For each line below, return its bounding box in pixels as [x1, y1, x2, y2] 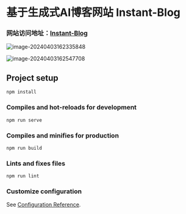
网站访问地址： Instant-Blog [6, 29, 88, 37]
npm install [6, 89, 37, 95]
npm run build [6, 145, 43, 151]
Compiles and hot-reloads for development [6, 103, 137, 112]
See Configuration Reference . [6, 201, 81, 208]
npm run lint [6, 173, 40, 179]
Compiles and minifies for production [6, 131, 119, 139]
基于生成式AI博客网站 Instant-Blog [6, 6, 181, 20]
